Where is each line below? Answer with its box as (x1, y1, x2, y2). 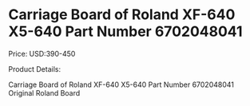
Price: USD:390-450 (8, 49, 76, 58)
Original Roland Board (8, 88, 81, 97)
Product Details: (8, 64, 62, 73)
